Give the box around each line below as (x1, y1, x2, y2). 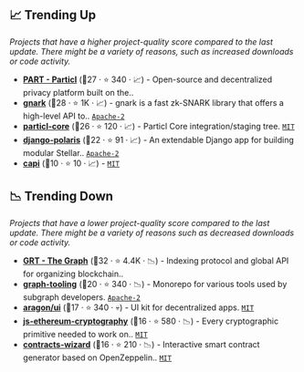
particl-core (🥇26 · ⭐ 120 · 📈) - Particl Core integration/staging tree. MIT (22, 120, 295, 131)
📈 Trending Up (9, 7, 97, 23)
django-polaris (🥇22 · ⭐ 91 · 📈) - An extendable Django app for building (22, 134, 295, 145)
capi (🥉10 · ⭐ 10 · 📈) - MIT (22, 158, 121, 169)
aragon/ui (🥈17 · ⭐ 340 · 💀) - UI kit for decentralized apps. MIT (22, 302, 255, 313)
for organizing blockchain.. (22, 268, 124, 279)
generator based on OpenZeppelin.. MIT (22, 352, 172, 363)
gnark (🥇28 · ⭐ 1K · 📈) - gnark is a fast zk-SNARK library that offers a (22, 97, 285, 108)
